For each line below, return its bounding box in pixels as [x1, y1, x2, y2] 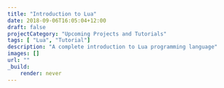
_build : [7, 63, 31, 70]
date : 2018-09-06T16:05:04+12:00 [7, 17, 107, 24]
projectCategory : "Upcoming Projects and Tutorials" [7, 30, 167, 38]
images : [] [7, 50, 40, 57]
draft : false [7, 23, 46, 31]
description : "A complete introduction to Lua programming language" [7, 43, 218, 50]
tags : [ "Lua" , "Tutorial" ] [7, 37, 91, 44]
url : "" [7, 57, 31, 64]
